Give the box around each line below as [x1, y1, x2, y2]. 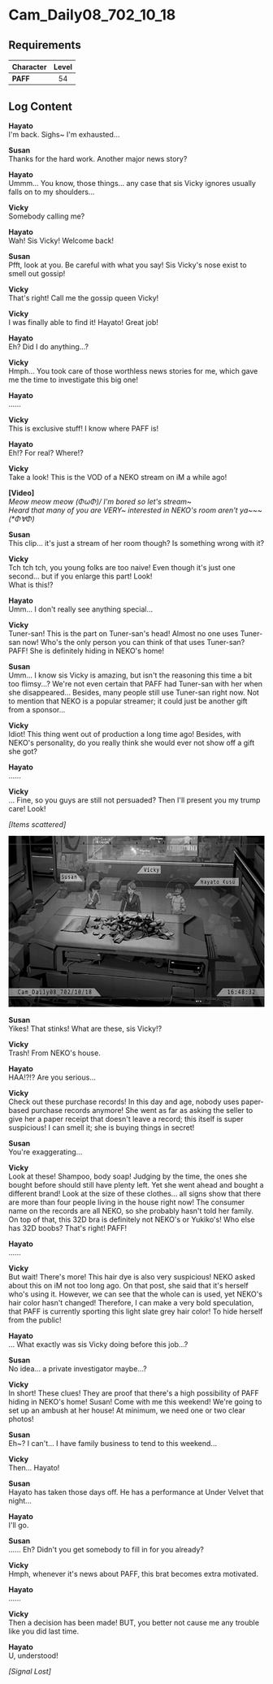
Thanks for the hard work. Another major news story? [8, 154, 188, 164]
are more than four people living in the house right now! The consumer [8, 1197, 245, 1207]
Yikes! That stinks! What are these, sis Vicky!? [8, 1024, 162, 1033]
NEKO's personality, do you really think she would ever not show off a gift [8, 738, 255, 748]
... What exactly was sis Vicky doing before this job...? [8, 1339, 188, 1349]
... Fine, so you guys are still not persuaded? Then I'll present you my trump [8, 795, 261, 805]
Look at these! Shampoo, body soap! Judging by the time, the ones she [8, 1171, 248, 1181]
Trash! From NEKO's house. [8, 1048, 102, 1058]
